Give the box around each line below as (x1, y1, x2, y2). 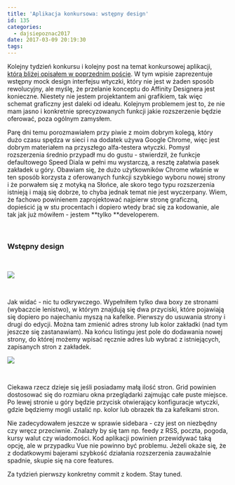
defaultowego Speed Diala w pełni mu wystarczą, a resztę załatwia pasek (7, 158, 220, 166)
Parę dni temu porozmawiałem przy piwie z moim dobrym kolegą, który (7, 128, 213, 136)
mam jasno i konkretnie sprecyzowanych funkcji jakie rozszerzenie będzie (7, 107, 222, 115)
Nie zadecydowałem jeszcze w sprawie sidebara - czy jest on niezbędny (7, 419, 217, 427)
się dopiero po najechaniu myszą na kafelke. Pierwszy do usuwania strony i (7, 313, 226, 321)
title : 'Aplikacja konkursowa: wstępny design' (7, 10, 149, 18)
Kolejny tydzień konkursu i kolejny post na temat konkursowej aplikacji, (7, 63, 213, 70)
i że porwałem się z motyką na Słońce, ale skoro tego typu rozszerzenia (7, 181, 215, 188)
